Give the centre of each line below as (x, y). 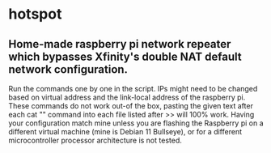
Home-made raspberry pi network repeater (120, 44)
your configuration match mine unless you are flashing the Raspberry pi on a (136, 123)
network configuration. (68, 69)
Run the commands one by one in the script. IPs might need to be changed (133, 89)
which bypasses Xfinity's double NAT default (125, 56)
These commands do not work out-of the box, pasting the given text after (131, 106)
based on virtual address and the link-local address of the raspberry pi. (127, 97)
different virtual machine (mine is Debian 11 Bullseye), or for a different (125, 132)
